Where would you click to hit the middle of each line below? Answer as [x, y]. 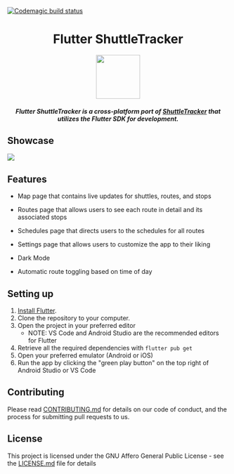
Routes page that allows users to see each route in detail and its [110, 210]
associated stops [42, 217]
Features [27, 179]
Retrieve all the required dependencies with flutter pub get [105, 348]
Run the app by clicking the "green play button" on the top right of [113, 362]
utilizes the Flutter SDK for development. [118, 119]
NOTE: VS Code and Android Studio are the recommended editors [123, 333]
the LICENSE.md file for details [52, 463]
